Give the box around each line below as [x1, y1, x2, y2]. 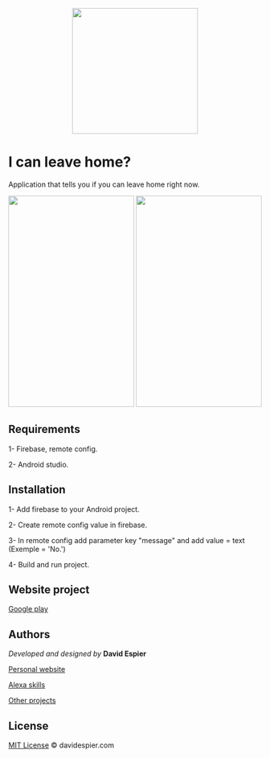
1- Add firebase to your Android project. [8, 504, 140, 514]
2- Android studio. [8, 459, 69, 469]
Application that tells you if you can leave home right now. [8, 179, 200, 189]
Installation [8, 483, 66, 496]
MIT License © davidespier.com [8, 740, 115, 750]
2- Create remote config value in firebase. [8, 520, 148, 529]
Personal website [8, 665, 66, 674]
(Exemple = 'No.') [8, 544, 66, 554]
